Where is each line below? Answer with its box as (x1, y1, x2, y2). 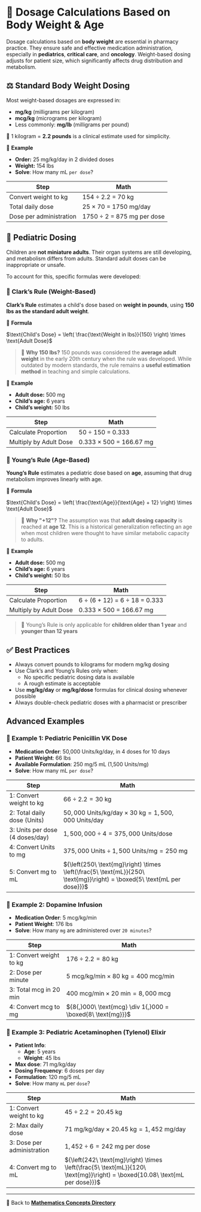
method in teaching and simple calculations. (20, 367, 130, 375)
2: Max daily (9, 1122, 44, 1130)
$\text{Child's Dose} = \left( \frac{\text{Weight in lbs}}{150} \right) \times (6, 330, 186, 338)
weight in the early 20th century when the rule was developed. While (20, 355, 192, 362)
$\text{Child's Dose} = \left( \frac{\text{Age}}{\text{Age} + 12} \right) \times (6, 499, 193, 506)
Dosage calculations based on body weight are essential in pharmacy (6, 38, 179, 45)
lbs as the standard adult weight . (6, 308, 90, 315)
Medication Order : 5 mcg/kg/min (14, 914, 97, 921)
